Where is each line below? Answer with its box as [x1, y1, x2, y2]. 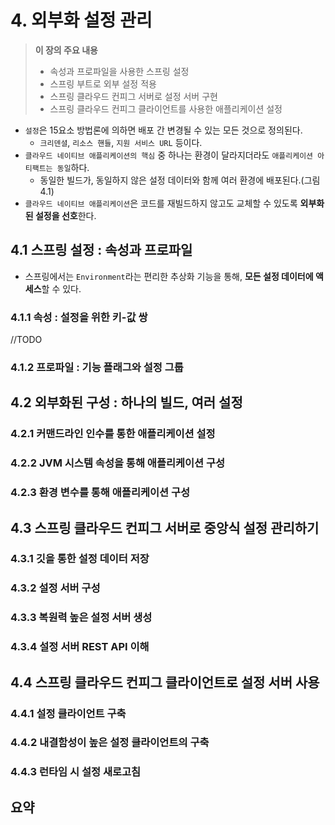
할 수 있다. [41, 282, 82, 295]
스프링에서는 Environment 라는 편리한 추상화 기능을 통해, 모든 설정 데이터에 [24, 270, 314, 282]
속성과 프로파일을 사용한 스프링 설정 [49, 65, 190, 77]
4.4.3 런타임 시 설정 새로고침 [10, 765, 142, 779]
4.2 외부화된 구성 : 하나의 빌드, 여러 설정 [10, 394, 243, 411]
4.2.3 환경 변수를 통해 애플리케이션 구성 [10, 486, 191, 500]
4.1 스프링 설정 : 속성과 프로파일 [10, 242, 193, 259]
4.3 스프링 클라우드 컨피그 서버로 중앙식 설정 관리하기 [10, 519, 320, 536]
